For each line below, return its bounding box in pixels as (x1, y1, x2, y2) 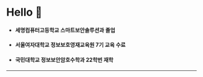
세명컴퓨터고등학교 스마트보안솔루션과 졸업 (14, 26, 116, 34)
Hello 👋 (6, 5, 42, 19)
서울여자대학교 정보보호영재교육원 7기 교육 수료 (14, 42, 126, 49)
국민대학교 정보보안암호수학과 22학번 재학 (14, 56, 114, 63)
